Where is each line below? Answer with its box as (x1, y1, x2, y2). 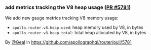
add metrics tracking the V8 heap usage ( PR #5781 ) (5, 4, 131, 11)
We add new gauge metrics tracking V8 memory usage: (5, 15, 118, 21)
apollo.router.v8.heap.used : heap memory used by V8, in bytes (12, 25, 144, 30)
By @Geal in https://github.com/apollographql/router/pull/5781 (5, 39, 132, 45)
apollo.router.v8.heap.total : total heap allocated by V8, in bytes (12, 30, 147, 36)
